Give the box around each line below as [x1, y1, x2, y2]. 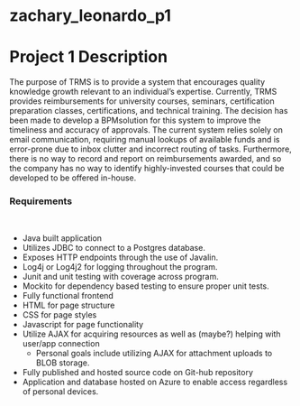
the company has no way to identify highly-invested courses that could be [9, 163, 286, 174]
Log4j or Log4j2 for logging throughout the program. [22, 262, 218, 272]
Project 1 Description [9, 47, 168, 68]
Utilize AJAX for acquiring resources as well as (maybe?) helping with [22, 328, 281, 339]
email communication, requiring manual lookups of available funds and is [9, 134, 280, 145]
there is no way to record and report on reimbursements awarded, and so [9, 153, 282, 164]
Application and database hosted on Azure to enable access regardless [22, 376, 288, 388]
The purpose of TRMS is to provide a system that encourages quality [9, 77, 266, 88]
